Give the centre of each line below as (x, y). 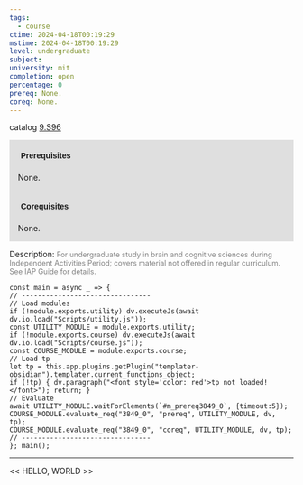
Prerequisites (46, 156)
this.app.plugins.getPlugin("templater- (123, 367)
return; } (72, 391)
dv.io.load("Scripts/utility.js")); (78, 320)
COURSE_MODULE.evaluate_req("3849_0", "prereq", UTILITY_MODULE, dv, (143, 415)
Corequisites (45, 207)
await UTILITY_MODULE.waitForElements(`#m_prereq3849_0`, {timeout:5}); (149, 406)
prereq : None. (36, 93)
